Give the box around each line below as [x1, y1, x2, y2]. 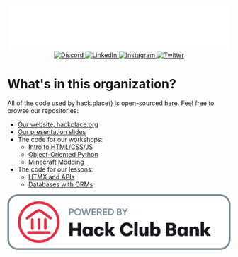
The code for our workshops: [17, 136, 103, 144]
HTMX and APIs [28, 173, 75, 181]
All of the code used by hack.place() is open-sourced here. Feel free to [7, 99, 215, 107]
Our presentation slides [17, 128, 86, 136]
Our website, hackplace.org [17, 120, 99, 128]
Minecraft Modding [28, 157, 84, 167]
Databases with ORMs [28, 180, 93, 189]
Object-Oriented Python [28, 150, 98, 159]
